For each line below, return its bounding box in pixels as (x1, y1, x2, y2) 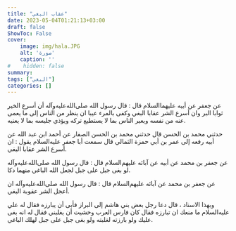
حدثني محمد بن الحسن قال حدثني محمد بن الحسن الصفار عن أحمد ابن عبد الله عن (7, 130, 223, 138)
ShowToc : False (7, 29, 52, 37)
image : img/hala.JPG (20, 43, 80, 50)
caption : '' (20, 56, 55, 63)
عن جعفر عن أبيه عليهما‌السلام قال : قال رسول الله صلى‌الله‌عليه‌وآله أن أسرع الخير (7, 101, 222, 110)
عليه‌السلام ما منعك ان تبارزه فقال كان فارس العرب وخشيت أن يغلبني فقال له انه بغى (7, 208, 230, 216)
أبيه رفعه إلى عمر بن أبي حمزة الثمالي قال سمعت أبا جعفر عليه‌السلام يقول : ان (7, 138, 215, 146)
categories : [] (7, 82, 52, 89)
